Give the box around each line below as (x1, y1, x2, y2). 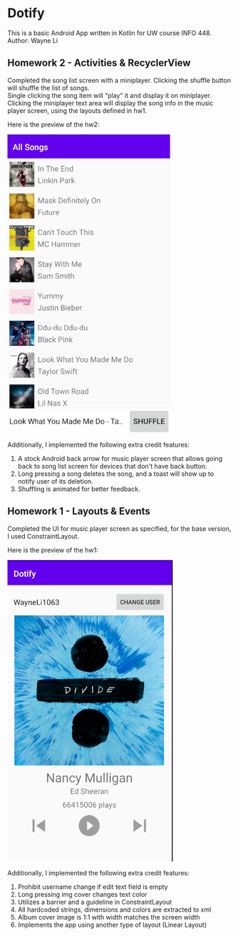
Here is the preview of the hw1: (7, 545, 98, 554)
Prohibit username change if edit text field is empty (17, 882, 169, 891)
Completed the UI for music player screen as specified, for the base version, (7, 524, 232, 533)
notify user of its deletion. (17, 477, 94, 485)
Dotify (7, 5, 45, 21)
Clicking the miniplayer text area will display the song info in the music (7, 99, 214, 107)
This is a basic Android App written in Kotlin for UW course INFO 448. (7, 29, 212, 37)
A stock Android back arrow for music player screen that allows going (17, 454, 223, 462)
